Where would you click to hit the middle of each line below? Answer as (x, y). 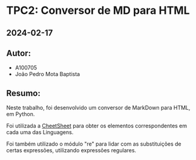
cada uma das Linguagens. (40, 132)
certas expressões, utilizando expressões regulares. (71, 150)
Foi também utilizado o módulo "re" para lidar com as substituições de (94, 144)
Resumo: (23, 93)
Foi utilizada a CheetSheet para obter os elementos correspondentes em (97, 126)
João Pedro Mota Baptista (47, 74)
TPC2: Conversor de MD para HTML (98, 11)
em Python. (21, 114)
